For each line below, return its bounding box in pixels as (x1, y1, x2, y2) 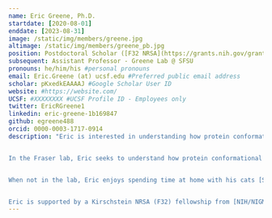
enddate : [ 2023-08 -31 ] (8, 27, 85, 35)
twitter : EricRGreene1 (8, 102, 85, 110)
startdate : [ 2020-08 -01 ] (8, 19, 92, 28)
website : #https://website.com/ (8, 87, 117, 96)
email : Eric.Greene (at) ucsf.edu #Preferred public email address (8, 72, 241, 80)
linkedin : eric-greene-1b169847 (8, 110, 117, 118)
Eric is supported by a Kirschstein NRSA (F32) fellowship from (8, 198, 230, 206)
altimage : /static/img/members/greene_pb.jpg (8, 42, 164, 50)
